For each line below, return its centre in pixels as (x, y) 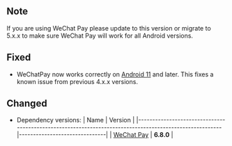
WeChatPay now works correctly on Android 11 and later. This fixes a (115, 74)
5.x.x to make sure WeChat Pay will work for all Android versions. (100, 35)
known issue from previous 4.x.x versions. (77, 81)
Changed (27, 104)
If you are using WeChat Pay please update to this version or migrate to (109, 28)
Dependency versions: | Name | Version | (76, 120)
